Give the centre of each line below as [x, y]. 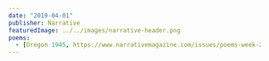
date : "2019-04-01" [41, 15]
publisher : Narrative [44, 23]
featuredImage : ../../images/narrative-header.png [94, 30]
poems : [19, 38]
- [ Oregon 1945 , [42, 45]
